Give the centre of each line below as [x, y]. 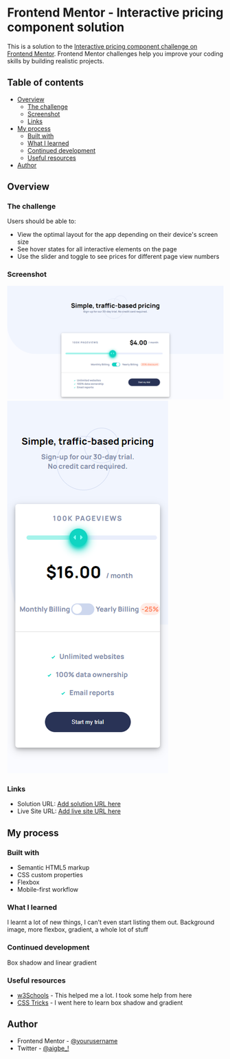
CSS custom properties [50, 875]
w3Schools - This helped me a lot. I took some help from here [104, 995]
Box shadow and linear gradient [52, 963]
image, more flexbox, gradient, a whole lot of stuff [78, 930]
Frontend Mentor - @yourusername [67, 1040]
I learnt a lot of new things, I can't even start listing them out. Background [111, 922]
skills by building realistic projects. [56, 61]
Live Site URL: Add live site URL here [69, 811]
